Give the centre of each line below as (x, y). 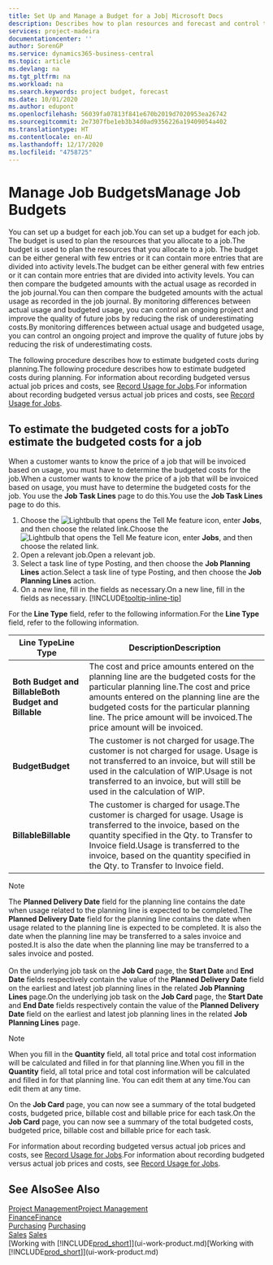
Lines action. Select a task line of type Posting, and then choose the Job (141, 572)
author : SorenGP (36, 46)
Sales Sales (28, 1234)
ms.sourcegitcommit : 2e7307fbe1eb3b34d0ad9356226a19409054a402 (118, 122)
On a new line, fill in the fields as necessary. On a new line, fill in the (132, 590)
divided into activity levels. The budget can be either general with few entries (136, 267)
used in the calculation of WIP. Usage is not (171, 771)
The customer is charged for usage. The (165, 805)
